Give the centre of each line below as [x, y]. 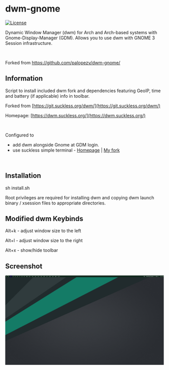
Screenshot [24, 266]
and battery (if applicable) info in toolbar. [48, 96]
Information [24, 79]
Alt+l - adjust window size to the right [44, 241]
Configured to [20, 135]
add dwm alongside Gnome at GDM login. [56, 144]
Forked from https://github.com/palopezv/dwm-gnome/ [63, 62]
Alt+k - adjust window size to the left [43, 231]
